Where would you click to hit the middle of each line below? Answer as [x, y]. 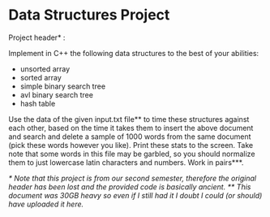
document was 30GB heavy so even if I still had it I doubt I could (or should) [135, 195]
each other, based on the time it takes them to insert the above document [131, 128]
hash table [38, 103]
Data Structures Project [89, 15]
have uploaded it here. [46, 204]
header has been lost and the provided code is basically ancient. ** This [130, 187]
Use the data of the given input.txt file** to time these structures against [129, 119]
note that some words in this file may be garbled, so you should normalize [132, 154]
